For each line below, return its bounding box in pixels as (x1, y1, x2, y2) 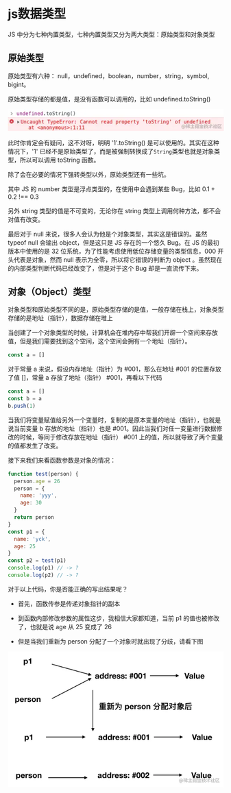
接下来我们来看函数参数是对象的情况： (8, 456, 116, 464)
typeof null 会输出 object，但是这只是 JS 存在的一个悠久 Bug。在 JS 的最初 (8, 238, 219, 247)
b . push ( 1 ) (8, 402, 36, 409)
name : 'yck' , (14, 535, 51, 542)
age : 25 (14, 543, 36, 550)
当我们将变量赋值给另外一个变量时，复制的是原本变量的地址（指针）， (8, 415, 203, 424)
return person (14, 514, 54, 521)
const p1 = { (8, 528, 45, 535)
